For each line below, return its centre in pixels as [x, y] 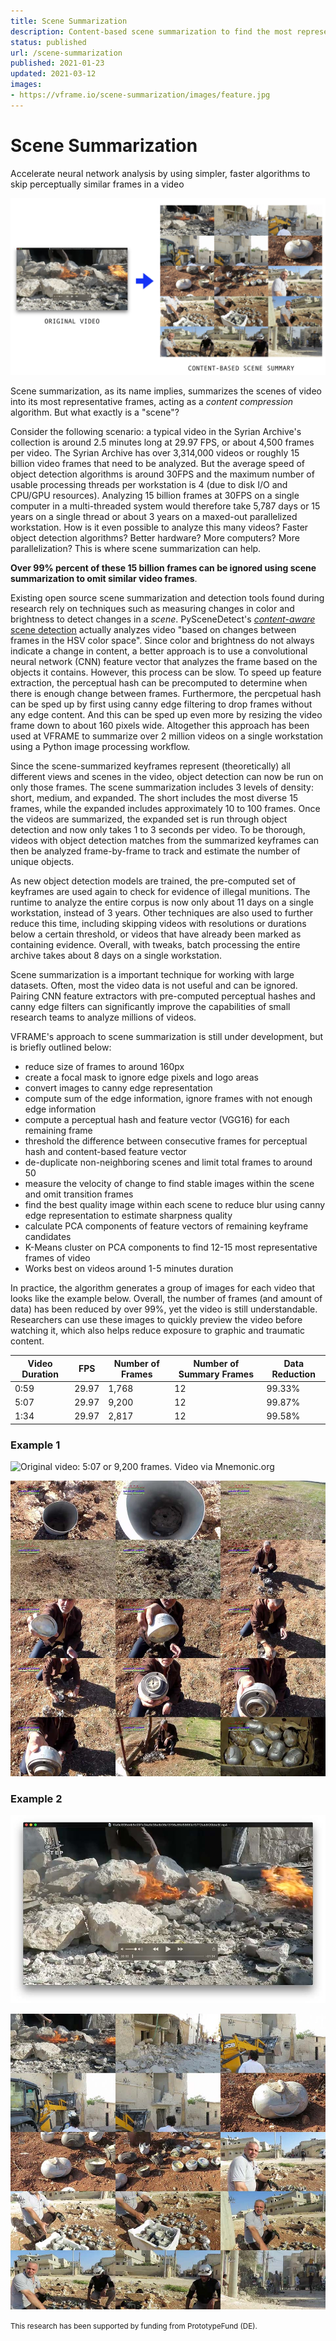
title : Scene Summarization [69, 21]
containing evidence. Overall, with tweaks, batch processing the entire [155, 945]
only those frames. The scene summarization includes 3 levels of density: [162, 787]
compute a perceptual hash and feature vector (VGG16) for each [157, 1120]
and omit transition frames [79, 1194]
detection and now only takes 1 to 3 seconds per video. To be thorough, [158, 830]
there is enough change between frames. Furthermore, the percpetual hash [166, 694]
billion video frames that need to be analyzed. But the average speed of [157, 464]
